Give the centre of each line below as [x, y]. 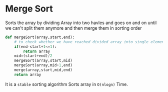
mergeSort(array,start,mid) [43, 61]
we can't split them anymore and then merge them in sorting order [73, 28]
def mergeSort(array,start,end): [40, 37]
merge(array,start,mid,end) [43, 70]
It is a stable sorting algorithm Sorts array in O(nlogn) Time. [67, 84]
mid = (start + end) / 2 [33, 56]
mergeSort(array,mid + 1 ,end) [43, 65]
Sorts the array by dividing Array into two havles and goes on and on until [81, 23]
